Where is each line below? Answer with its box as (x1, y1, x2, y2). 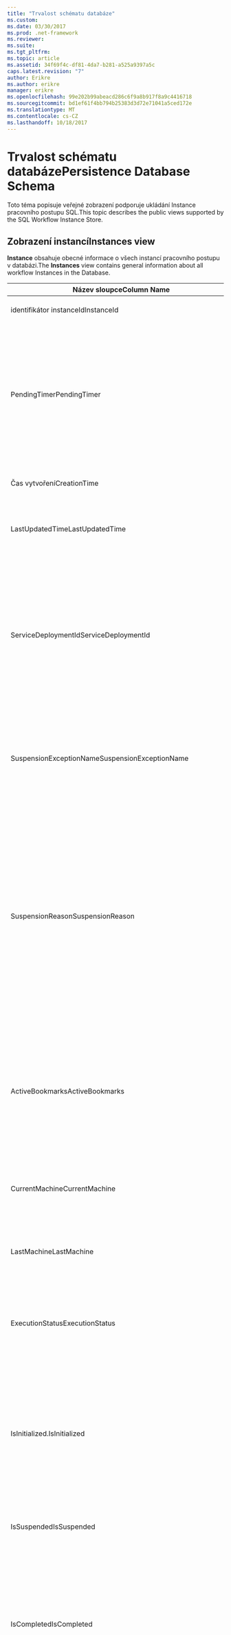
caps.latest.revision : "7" (7, 68, 85, 75)
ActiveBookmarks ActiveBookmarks (10, 1087, 125, 1096)
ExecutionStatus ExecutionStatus (10, 1318, 115, 1328)
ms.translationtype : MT (7, 106, 76, 113)
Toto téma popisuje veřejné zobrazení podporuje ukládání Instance (7, 201, 196, 209)
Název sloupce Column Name (72, 285, 170, 295)
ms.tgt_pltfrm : (7, 49, 51, 56)
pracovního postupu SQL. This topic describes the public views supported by (7, 208, 224, 217)
